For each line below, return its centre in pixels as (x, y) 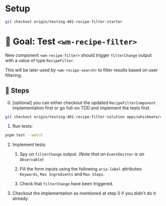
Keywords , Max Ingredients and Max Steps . (62, 174)
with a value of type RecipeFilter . (40, 60)
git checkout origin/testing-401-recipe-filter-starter (64, 22)
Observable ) (32, 159)
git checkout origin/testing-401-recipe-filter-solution (65, 117)
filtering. (14, 75)
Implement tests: (29, 145)
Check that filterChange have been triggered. (66, 184)
